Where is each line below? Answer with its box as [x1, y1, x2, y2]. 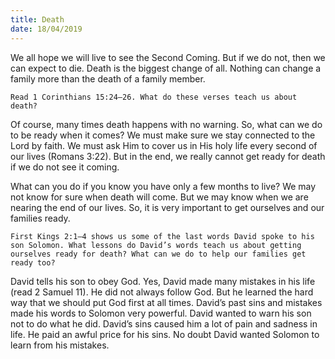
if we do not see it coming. [10, 161, 120, 173]
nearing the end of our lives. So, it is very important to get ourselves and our [10, 201, 325, 213]
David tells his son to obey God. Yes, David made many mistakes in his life [10, 275, 316, 287]
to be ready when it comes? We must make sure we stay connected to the [10, 129, 316, 141]
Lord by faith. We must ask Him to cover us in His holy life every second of [10, 139, 318, 151]
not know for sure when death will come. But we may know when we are [10, 191, 309, 203]
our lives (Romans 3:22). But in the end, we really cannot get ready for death [10, 150, 326, 162]
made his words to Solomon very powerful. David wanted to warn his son [10, 307, 312, 319]
